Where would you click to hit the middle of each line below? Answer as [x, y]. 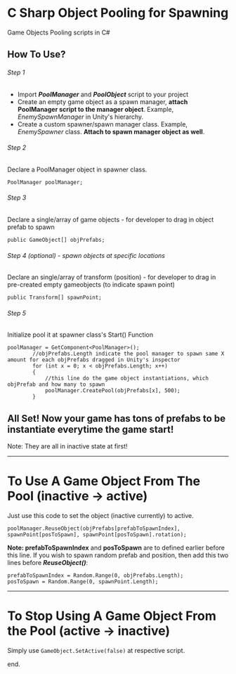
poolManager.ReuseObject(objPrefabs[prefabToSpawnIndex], [94, 529]
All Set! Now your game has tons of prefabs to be [117, 419]
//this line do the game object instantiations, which [127, 378]
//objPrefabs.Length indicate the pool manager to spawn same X [129, 354]
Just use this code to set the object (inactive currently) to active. [101, 516]
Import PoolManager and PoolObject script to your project [103, 94]
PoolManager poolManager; [45, 182]
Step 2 [17, 148]
